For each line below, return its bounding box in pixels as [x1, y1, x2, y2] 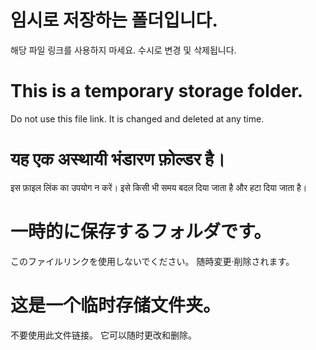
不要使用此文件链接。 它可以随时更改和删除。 [10, 329, 197, 341]
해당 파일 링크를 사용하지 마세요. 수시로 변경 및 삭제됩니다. [10, 44, 237, 56]
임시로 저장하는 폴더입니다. [10, 9, 218, 32]
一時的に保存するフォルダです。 [10, 221, 272, 243]
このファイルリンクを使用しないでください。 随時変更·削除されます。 [10, 255, 295, 267]
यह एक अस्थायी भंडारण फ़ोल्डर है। [10, 148, 226, 171]
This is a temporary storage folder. [10, 80, 304, 103]
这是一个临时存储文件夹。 [10, 294, 222, 316]
